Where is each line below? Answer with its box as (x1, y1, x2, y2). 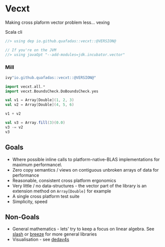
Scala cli (5, 29, 22, 35)
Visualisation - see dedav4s (12, 237, 69, 243)
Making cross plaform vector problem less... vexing (5, 19, 110, 25)
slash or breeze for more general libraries (12, 231, 97, 237)
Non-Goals (5, 213, 40, 221)
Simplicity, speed (12, 198, 48, 204)
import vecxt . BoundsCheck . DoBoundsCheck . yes (5, 89, 99, 94)
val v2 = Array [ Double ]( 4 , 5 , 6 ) (5, 102, 74, 107)
